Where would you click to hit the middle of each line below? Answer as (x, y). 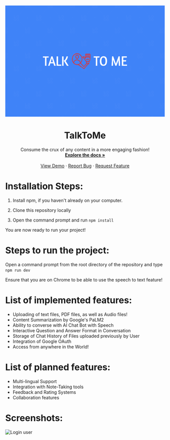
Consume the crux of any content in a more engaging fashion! (85, 149)
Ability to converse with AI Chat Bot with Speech (63, 325)
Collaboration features (36, 397)
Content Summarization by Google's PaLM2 (58, 320)
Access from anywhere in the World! (51, 347)
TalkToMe (85, 135)
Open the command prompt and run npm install (63, 220)
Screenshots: (34, 418)
